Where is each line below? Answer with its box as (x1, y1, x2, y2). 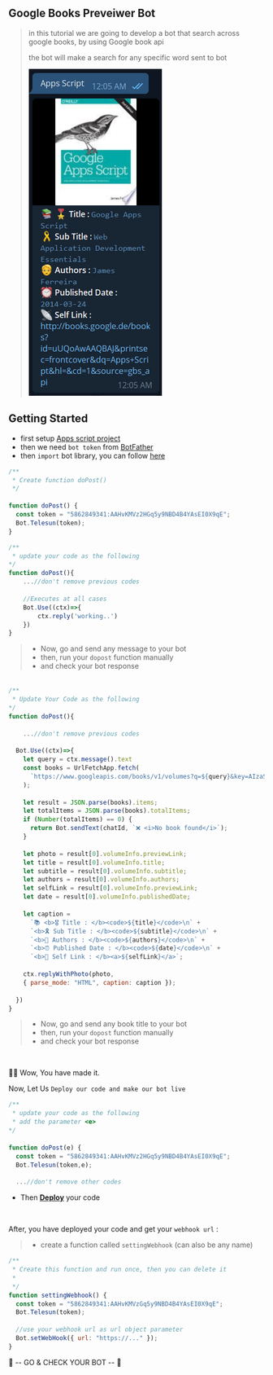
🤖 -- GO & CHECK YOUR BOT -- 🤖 (8, 1357, 122, 1367)
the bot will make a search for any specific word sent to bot (28, 52, 227, 62)
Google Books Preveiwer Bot (8, 7, 156, 20)
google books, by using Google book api (28, 37, 164, 46)
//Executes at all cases (23, 595, 107, 603)
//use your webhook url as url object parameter (15, 1325, 184, 1334)
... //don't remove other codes (15, 1178, 122, 1186)
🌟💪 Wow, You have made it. (8, 1068, 100, 1078)
